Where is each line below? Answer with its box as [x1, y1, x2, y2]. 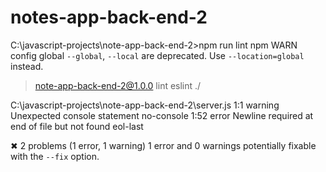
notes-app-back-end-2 [10, 6, 208, 29]
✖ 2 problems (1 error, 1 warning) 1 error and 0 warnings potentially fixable [10, 139, 317, 151]
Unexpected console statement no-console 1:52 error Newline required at [10, 109, 314, 121]
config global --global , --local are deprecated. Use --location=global [10, 49, 305, 61]
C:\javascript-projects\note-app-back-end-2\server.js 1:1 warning [10, 99, 280, 111]
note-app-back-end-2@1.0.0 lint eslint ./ [34, 79, 202, 91]
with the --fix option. [10, 150, 100, 162]
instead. [10, 60, 44, 72]
